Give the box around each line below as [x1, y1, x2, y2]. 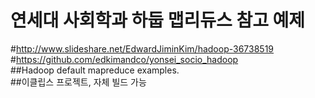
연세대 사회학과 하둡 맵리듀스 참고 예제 [10, 9, 306, 32]
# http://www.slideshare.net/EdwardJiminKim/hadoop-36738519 [10, 42, 275, 55]
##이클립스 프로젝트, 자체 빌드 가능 [10, 76, 147, 88]
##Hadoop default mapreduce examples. [10, 64, 180, 76]
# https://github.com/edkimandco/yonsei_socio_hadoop [10, 53, 239, 65]
